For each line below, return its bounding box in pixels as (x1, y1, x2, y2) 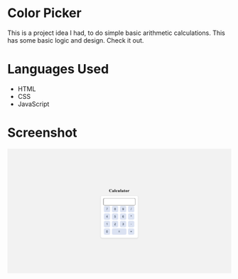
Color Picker (7, 5, 82, 21)
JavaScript (17, 100, 50, 108)
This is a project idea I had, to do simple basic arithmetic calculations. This (7, 28, 225, 37)
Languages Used (7, 61, 109, 78)
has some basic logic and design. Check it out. (7, 36, 144, 44)
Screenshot (7, 125, 77, 141)
